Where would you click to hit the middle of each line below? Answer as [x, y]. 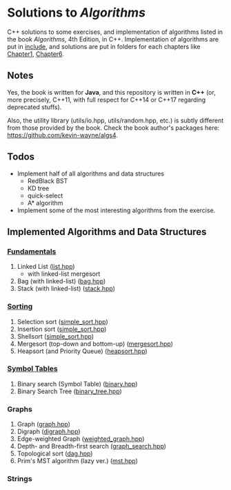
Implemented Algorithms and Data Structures [107, 232]
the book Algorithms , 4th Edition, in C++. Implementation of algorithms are [113, 39]
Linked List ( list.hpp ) [46, 267]
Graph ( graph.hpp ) [44, 424]
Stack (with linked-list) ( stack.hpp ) [66, 289]
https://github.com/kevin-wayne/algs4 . [63, 135]
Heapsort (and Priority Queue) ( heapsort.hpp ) [82, 351]
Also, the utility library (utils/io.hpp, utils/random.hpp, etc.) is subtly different [115, 120]
